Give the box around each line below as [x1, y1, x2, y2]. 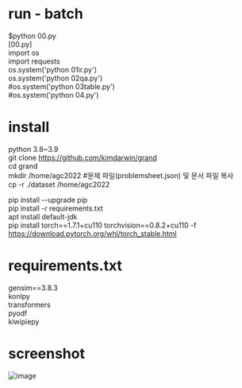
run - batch [8, 5, 83, 23]
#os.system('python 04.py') [8, 90, 99, 99]
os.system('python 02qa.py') [8, 73, 103, 83]
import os [8, 48, 40, 57]
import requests [8, 56, 61, 66]
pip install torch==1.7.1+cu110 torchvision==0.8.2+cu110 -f [8, 220, 197, 230]
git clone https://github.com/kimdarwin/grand [8, 153, 157, 162]
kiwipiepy [8, 316, 40, 326]
